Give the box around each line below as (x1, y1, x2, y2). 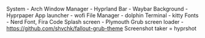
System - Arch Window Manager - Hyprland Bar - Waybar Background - (6, 6, 188, 12)
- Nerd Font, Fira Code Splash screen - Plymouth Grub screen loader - (6, 18, 184, 25)
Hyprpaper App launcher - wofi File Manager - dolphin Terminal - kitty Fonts (6, 12, 199, 19)
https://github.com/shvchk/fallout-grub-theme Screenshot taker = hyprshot (6, 25, 197, 32)
